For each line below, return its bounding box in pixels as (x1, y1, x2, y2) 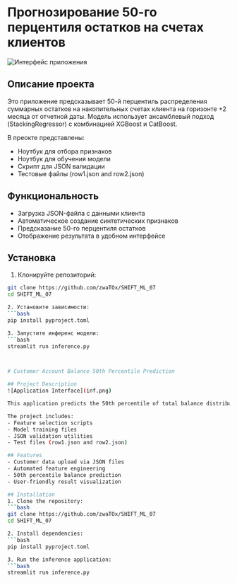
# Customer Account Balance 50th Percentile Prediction (7, 368, 175, 375)
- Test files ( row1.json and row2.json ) (7, 439, 128, 446)
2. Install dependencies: (7, 530, 83, 537)
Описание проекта (7, 79, 95, 91)
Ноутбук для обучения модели (17, 154, 111, 163)
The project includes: (7, 412, 74, 420)
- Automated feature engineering (7, 465, 106, 472)
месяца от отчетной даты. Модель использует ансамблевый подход (7, 112, 214, 120)
